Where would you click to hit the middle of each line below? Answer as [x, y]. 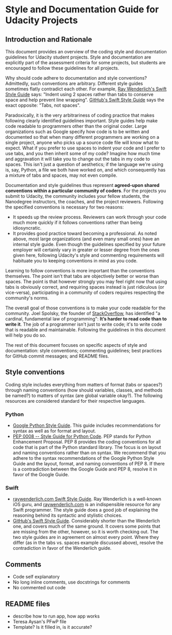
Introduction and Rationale [49, 39]
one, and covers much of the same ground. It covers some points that [87, 526]
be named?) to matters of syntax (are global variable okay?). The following [84, 395]
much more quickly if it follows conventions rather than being [78, 222]
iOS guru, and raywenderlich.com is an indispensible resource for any [87, 505]
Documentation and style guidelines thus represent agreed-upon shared [82, 185]
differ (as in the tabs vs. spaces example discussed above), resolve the [88, 543]
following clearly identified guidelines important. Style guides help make [82, 121]
